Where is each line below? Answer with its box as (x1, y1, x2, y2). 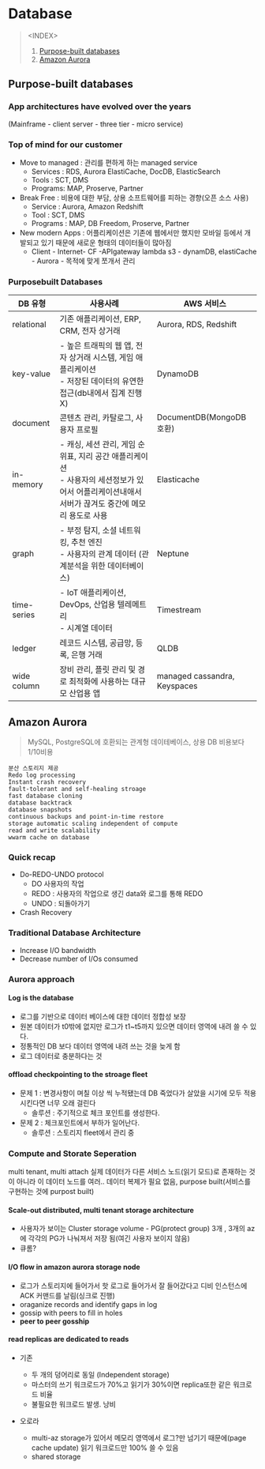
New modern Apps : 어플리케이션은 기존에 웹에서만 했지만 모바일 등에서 (19, 228, 243, 237)
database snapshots (8, 806, 73, 814)
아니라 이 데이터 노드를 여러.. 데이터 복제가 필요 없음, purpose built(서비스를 (16, 1177, 251, 1186)
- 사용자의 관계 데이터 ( (59, 548, 142, 559)
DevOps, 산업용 (59, 599, 116, 610)
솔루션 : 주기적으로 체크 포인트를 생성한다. (31, 1108, 160, 1117)
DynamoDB (156, 368, 200, 379)
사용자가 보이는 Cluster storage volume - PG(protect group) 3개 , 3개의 (19, 1224, 246, 1234)
